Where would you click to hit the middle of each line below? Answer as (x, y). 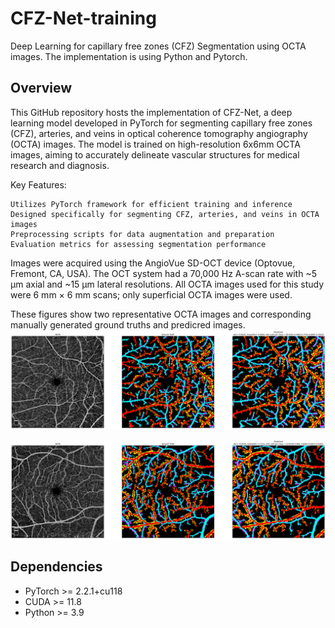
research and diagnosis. (60, 165)
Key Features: (38, 184)
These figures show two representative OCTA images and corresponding (161, 314)
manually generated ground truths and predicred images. (128, 324)
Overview (41, 88)
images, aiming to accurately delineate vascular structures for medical (155, 154)
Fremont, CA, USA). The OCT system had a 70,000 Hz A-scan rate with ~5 (163, 273)
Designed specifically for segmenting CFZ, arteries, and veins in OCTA (165, 214)
